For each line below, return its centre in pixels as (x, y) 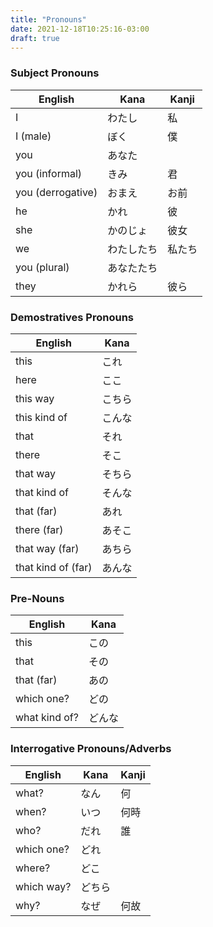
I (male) (33, 136)
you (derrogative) (56, 192)
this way (35, 398)
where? (33, 868)
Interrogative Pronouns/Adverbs (91, 749)
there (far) (39, 529)
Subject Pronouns (55, 73)
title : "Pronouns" (48, 19)
